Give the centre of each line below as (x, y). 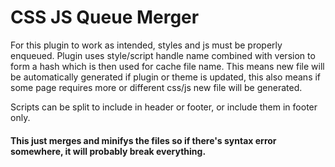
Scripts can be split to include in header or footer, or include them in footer (164, 107)
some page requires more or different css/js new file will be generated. (156, 87)
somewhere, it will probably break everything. (108, 151)
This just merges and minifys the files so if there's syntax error (143, 140)
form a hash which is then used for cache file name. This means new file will (167, 66)
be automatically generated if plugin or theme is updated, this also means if (166, 77)
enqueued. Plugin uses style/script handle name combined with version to (163, 55)
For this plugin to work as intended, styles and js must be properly (146, 45)
